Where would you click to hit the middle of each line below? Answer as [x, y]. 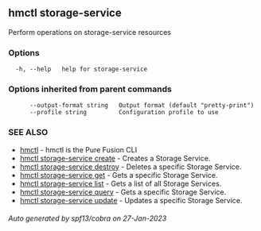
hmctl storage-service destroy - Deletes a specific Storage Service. [130, 167]
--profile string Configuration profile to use [124, 113]
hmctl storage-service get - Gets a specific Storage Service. [119, 175]
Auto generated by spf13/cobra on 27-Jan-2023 [88, 218]
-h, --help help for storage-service [82, 69]
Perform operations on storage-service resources [90, 32]
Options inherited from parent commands [90, 89]
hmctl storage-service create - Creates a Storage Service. [115, 158]
